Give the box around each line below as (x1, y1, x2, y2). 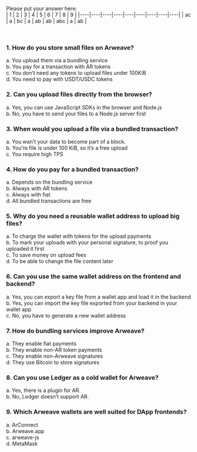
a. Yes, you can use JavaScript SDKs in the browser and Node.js (6, 104, 162, 111)
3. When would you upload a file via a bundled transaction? (6, 125, 179, 133)
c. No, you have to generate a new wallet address (6, 312, 126, 319)
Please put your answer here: (6, 5, 78, 12)
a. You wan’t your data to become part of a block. (6, 138, 126, 145)
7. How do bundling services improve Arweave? (6, 327, 145, 335)
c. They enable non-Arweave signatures (6, 353, 103, 360)
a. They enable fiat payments (6, 340, 76, 347)
